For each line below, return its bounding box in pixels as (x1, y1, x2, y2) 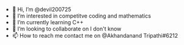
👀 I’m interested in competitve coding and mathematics (12, 12, 152, 19)
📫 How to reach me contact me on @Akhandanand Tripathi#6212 (12, 32, 178, 39)
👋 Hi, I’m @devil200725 (12, 6, 72, 13)
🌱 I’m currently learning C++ (12, 19, 84, 26)
